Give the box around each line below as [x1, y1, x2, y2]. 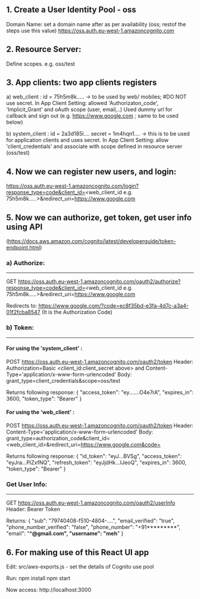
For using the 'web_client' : [6, 408, 75, 416]
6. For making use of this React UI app [6, 547, 149, 557]
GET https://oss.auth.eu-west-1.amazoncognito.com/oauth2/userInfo [6, 499, 176, 506]
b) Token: [6, 324, 35, 332]
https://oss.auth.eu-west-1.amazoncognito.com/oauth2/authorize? [17, 278, 181, 285]
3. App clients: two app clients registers [6, 78, 157, 88]
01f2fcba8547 [6, 309, 40, 316]
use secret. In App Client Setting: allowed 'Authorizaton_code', [6, 100, 159, 107]
